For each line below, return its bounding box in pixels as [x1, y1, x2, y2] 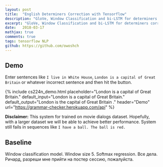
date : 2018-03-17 [5, 25, 45, 30]
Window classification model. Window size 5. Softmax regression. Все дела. [5, 151, 158, 157]
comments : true [5, 35, 36, 39]
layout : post [5, 7, 32, 12]
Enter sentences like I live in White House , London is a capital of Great [5, 74, 156, 80]
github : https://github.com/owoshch [5, 43, 79, 48]
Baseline [5, 138, 32, 147]
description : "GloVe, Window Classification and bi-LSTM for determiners [5, 16, 158, 21]
